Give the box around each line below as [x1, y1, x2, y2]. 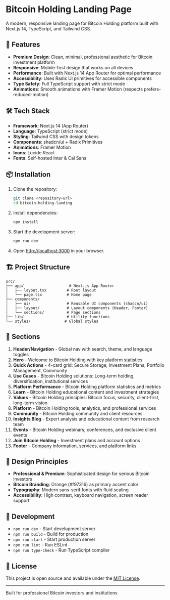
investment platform [13, 59, 55, 65]
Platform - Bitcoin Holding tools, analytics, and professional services [13, 405, 156, 411]
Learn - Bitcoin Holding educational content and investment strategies [13, 389, 159, 395]
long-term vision [13, 400, 47, 406]
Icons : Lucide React [13, 149, 55, 155]
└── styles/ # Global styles [6, 319, 99, 324]
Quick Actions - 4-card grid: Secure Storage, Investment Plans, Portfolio [13, 362, 164, 368]
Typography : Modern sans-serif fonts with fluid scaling [13, 487, 129, 493]
